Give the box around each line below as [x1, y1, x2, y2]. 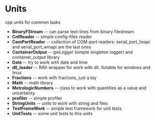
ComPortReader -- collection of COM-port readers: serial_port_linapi [12, 39, 150, 44]
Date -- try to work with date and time [12, 59, 88, 65]
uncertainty [12, 90, 35, 96]
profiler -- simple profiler [12, 95, 63, 101]
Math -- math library [12, 80, 53, 85]
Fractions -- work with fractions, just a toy [12, 75, 97, 80]
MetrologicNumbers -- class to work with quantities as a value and [12, 85, 146, 91]
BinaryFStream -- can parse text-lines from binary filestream [12, 28, 134, 34]
